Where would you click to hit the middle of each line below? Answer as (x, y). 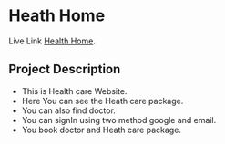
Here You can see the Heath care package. (102, 101)
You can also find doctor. (68, 110)
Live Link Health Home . (52, 41)
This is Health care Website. (74, 91)
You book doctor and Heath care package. (101, 130)
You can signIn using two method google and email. (119, 120)
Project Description (65, 69)
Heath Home (57, 16)
